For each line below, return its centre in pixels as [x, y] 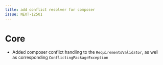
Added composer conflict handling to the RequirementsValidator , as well [85, 52]
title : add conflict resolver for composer [50, 10]
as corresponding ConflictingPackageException [60, 58]
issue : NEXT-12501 [24, 14]
